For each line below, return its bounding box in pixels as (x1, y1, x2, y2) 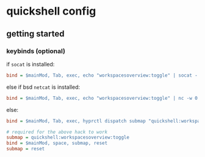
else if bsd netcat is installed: (6, 83, 81, 91)
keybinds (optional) (6, 47, 66, 55)
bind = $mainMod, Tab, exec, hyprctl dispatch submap (6, 117, 146, 124)
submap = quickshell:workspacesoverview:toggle (6, 134, 130, 141)
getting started (6, 29, 65, 39)
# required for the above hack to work (6, 129, 108, 135)
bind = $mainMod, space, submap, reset (6, 140, 108, 147)
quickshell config (6, 4, 96, 18)
